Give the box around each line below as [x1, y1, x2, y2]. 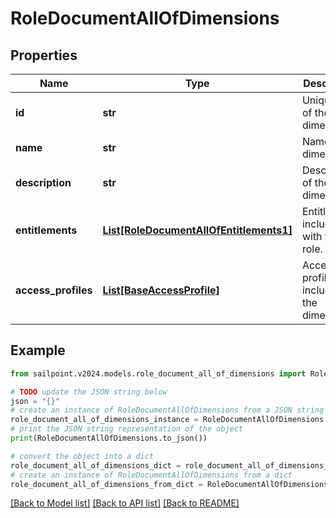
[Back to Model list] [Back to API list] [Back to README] [10, 497, 240, 509]
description [15, 176, 72, 189]
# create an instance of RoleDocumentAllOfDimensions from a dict [10, 470, 293, 480]
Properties [10, 47, 78, 64]
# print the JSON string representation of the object [10, 424, 244, 434]
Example [10, 342, 66, 359]
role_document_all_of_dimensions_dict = [10, 460, 182, 471]
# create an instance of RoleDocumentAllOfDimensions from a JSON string [10, 405, 325, 416]
